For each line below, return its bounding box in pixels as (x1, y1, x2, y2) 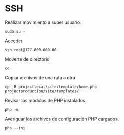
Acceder (5, 38, 23, 44)
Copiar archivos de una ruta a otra (5, 74, 76, 80)
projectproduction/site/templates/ (5, 88, 79, 94)
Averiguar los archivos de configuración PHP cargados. (5, 116, 119, 122)
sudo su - (5, 29, 26, 34)
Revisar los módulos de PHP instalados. (5, 97, 87, 103)
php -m (5, 107, 19, 112)
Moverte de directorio (5, 56, 50, 62)
